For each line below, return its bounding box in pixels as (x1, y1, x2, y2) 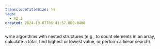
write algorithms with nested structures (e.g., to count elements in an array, (5, 34, 156, 39)
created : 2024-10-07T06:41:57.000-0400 (5, 20, 86, 25)
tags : (5, 12, 16, 16)
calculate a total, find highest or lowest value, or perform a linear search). (5, 39, 152, 45)
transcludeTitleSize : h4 (5, 7, 55, 12)
